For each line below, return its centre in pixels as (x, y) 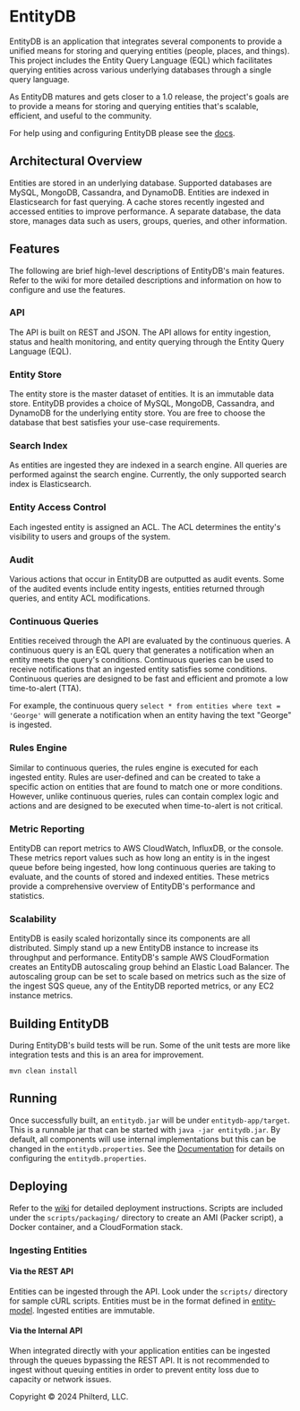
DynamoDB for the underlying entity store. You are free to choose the (137, 413)
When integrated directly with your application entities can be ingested (140, 1351)
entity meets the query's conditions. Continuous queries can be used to (141, 660)
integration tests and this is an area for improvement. (107, 1055)
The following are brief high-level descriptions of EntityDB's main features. (147, 270)
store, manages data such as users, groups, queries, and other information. (149, 220)
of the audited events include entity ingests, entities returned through (137, 589)
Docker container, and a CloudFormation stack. (96, 1227)
